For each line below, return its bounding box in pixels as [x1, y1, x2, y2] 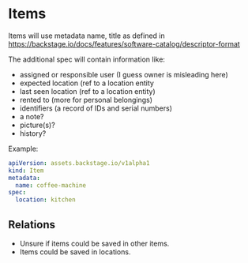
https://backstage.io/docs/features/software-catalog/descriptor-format [8, 39, 241, 48]
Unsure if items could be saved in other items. [19, 239, 170, 248]
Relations [8, 218, 56, 231]
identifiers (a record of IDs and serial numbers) [19, 103, 172, 113]
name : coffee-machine [15, 181, 87, 190]
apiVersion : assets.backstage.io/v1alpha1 [8, 159, 150, 167]
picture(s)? [19, 120, 55, 130]
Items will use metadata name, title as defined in [8, 31, 165, 40]
